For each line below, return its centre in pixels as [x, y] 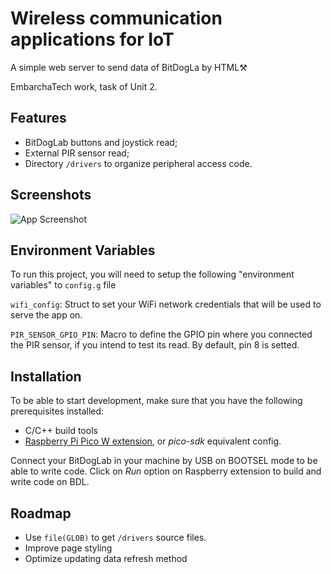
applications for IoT [92, 39]
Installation [46, 376]
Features [38, 118]
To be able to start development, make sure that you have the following [156, 401]
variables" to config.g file [63, 285]
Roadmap [41, 513]
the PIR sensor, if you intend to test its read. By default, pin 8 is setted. [155, 345]
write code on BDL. [50, 482]
